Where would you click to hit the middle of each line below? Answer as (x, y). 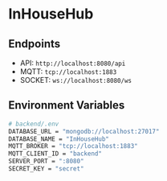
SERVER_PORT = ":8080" (46, 162)
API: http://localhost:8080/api (73, 63)
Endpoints (35, 44)
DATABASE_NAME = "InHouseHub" (59, 139)
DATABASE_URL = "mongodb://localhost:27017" (84, 131)
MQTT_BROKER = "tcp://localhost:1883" (73, 146)
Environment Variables (67, 105)
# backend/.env (34, 124)
